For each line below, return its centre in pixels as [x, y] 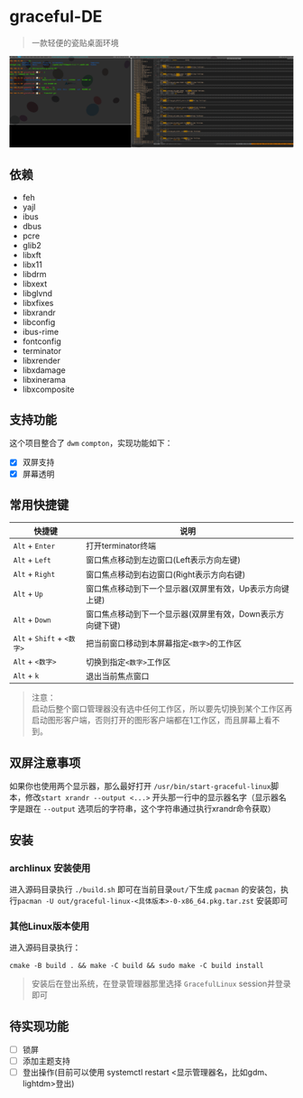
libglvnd [37, 293]
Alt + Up [28, 594]
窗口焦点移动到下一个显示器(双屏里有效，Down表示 [181, 614]
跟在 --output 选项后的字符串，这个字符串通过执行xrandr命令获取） [151, 809]
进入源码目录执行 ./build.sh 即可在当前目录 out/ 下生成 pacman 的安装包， [145, 889]
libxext [35, 284]
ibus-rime [41, 331]
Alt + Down [32, 619]
